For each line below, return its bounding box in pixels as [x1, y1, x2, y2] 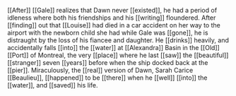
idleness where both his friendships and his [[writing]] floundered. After [7, 13, 216, 22]
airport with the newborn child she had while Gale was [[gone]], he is [7, 28, 208, 37]
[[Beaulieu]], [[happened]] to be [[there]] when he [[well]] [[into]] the [7, 73, 208, 82]
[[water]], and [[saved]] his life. [7, 81, 98, 89]
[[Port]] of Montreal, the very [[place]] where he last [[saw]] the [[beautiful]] [7, 51, 229, 59]
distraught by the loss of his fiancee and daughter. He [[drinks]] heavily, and [7, 36, 230, 44]
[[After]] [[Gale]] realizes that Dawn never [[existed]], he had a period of [7, 6, 218, 14]
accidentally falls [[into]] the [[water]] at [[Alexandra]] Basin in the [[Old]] [7, 44, 220, 52]
